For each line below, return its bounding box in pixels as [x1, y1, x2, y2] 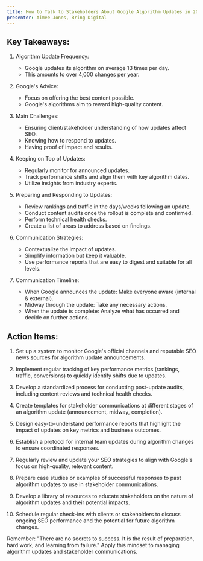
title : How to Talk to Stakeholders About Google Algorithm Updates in [7, 8, 190, 15]
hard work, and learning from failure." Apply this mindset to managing [7, 542, 180, 549]
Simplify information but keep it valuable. [24, 252, 126, 260]
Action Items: [7, 332, 58, 342]
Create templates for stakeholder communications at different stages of [15, 402, 193, 409]
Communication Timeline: [15, 277, 80, 284]
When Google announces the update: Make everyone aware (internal [24, 288, 196, 296]
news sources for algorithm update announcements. [15, 354, 146, 361]
